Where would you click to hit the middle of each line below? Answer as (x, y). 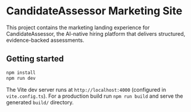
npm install (21, 73)
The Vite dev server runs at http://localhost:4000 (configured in (86, 89)
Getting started (35, 59)
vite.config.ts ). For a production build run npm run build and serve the (95, 96)
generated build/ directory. (40, 102)
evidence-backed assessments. (45, 40)
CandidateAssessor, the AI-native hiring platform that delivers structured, (96, 33)
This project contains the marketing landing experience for (78, 27)
